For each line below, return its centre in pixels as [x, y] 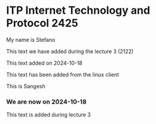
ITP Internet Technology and [78, 10]
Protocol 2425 [42, 23]
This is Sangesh [26, 86]
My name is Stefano [31, 40]
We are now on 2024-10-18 [46, 101]
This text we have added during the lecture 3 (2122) [70, 51]
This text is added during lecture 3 [48, 115]
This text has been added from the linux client [63, 74]
